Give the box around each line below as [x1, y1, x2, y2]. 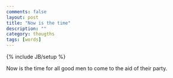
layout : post [6, 14, 39, 20]
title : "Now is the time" [6, 20, 71, 26]
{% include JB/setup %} [6, 53, 66, 60]
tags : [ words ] [6, 37, 42, 43]
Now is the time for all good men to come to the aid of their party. [6, 65, 168, 72]
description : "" [6, 25, 47, 32]
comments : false [6, 8, 47, 15]
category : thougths [6, 31, 55, 37]
